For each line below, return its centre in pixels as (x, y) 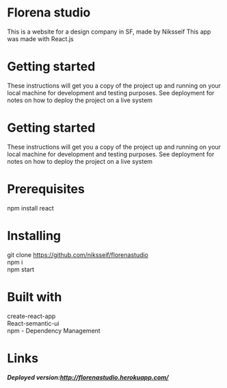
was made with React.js (40, 38)
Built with (35, 297)
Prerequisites (46, 189)
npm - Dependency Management (54, 330)
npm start (21, 269)
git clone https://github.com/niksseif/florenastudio (78, 254)
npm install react (31, 208)
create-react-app (31, 316)
